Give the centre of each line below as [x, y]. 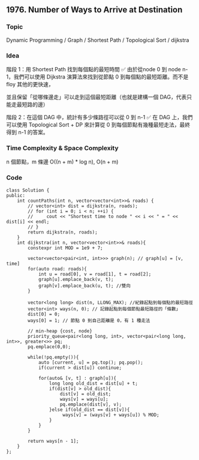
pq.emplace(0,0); [49, 347]
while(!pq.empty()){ [53, 357]
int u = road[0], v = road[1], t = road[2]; [95, 274]
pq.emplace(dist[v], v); [91, 404]
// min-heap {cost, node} [60, 331]
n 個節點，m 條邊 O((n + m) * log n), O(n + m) [62, 162]
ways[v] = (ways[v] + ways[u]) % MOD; [111, 415]
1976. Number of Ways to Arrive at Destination [94, 10]
